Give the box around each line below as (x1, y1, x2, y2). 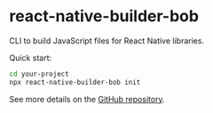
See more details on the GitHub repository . (9, 94, 166, 104)
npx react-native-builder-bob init (9, 78, 141, 87)
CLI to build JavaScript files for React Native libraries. (9, 35, 205, 46)
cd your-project (9, 69, 69, 79)
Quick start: (9, 52, 51, 63)
